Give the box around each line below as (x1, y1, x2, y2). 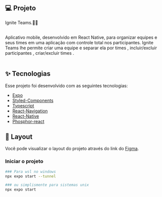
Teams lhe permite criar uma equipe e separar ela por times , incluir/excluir (5, 45, 158, 51)
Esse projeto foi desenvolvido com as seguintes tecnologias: (5, 83, 128, 89)
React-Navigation (12, 108, 48, 114)
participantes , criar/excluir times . (5, 50, 74, 56)
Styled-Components (12, 98, 54, 103)
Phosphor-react (12, 118, 44, 124)
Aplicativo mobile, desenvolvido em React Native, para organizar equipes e (5, 34, 158, 40)
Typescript (12, 102, 34, 108)
